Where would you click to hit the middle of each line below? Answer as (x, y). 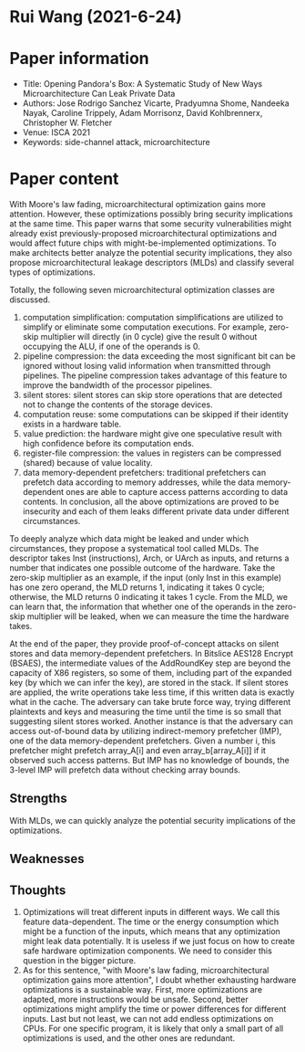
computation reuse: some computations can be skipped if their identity (155, 415)
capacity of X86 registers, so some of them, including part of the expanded (151, 673)
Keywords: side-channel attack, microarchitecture (117, 142)
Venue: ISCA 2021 (56, 132)
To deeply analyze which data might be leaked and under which (129, 539)
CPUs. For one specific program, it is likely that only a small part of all (153, 1028)
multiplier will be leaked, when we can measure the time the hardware (158, 616)
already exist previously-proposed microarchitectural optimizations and (143, 234)
